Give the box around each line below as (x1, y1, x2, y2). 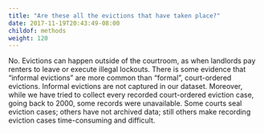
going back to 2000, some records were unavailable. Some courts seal (8, 99, 242, 108)
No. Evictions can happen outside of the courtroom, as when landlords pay (8, 56, 256, 66)
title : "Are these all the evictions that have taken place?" (8, 11, 221, 20)
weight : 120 (8, 34, 48, 42)
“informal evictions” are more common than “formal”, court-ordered (8, 73, 232, 83)
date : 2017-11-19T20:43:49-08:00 (8, 19, 120, 27)
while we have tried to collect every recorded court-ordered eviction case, (8, 90, 254, 100)
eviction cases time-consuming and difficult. (8, 115, 156, 125)
